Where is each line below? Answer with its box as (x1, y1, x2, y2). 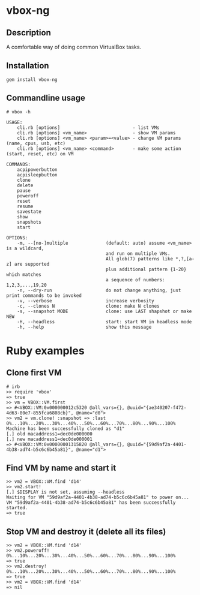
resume (17, 203, 34, 209)
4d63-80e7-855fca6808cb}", (6, 410, 74, 416)
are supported (14, 261, 50, 267)
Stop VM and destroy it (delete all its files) (6, 526, 166, 537)
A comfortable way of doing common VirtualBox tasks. (6, 43, 142, 50)
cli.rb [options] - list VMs (17, 124, 160, 131)
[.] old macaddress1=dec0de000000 (6, 431, 93, 437)
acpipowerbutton (17, 166, 58, 173)
